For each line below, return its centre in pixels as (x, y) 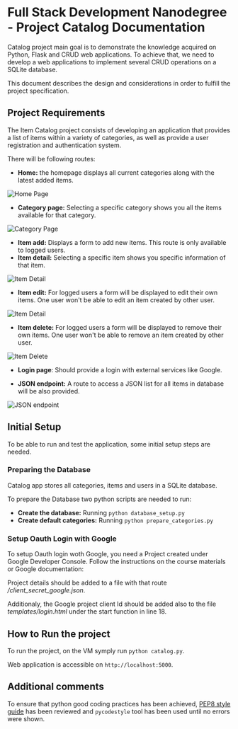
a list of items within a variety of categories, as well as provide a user (108, 137)
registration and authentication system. (64, 145)
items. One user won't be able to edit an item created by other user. (116, 300)
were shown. (26, 718)
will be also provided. (49, 391)
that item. (32, 265)
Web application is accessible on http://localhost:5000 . (90, 664)
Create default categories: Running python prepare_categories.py (115, 520)
